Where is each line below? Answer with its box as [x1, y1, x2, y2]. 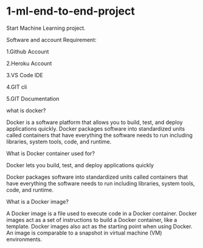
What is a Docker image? [6, 198, 69, 205]
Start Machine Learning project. [6, 24, 86, 32]
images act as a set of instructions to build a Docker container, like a [6, 216, 177, 223]
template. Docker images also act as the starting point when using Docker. [6, 222, 193, 230]
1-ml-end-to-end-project [6, 4, 135, 18]
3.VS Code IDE [6, 71, 44, 78]
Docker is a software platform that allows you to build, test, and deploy [6, 119, 184, 126]
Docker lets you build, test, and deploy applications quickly [6, 161, 154, 168]
